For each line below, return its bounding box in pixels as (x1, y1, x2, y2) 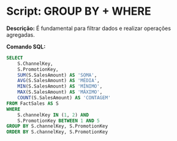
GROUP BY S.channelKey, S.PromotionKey (6, 123, 108, 129)
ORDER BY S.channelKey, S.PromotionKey (6, 129, 108, 135)
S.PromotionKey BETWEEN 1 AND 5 (17, 118, 100, 124)
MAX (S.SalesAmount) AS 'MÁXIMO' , (17, 89, 103, 96)
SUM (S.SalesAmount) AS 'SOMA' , (17, 72, 97, 78)
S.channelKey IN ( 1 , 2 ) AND (17, 112, 89, 118)
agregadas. (6, 31, 35, 38)
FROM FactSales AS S (6, 100, 59, 107)
